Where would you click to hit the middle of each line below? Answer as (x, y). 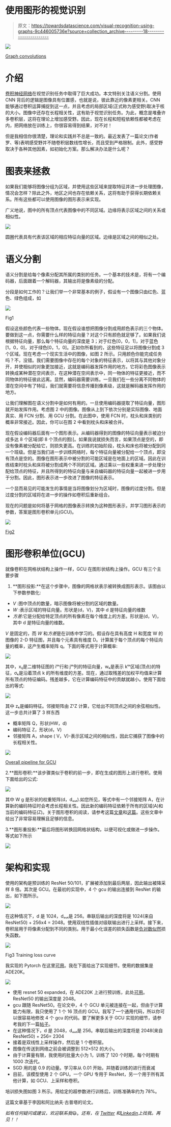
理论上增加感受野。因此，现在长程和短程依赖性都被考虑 (98, 119)
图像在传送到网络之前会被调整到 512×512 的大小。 (65, 1048)
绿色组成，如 (27, 298)
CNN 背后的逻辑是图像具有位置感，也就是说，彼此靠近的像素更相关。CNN (83, 99)
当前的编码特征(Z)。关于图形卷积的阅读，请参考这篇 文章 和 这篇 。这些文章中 (84, 812)
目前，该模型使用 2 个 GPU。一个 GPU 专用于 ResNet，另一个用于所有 (86, 1074)
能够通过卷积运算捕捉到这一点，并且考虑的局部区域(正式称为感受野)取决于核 (85, 106)
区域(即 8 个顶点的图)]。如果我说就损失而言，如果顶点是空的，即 (96, 439)
